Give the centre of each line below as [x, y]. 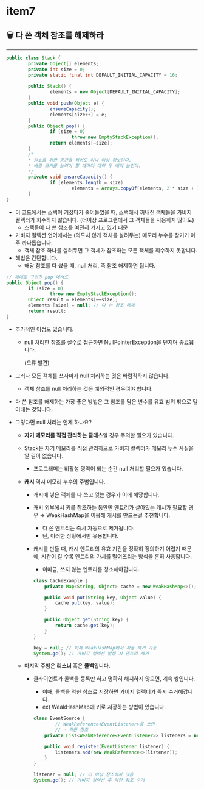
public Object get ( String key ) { [87, 620]
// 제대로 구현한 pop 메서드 [37, 277]
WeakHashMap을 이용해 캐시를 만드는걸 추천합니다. [108, 515]
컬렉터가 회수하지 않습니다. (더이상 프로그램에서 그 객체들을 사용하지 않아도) [104, 220]
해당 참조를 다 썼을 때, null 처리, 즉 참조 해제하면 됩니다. [90, 265]
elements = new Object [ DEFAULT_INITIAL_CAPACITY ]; [115, 92]
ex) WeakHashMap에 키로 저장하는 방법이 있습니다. [104, 707]
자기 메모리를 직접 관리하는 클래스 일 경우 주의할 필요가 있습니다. [99, 435]
